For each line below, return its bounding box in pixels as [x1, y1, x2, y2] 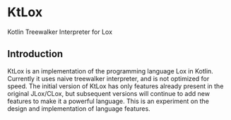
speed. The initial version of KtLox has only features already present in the [7, 82, 224, 90]
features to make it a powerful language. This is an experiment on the [7, 97, 210, 105]
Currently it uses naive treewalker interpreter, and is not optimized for [7, 74, 210, 83]
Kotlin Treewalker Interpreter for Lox [7, 28, 113, 36]
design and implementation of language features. [7, 104, 150, 113]
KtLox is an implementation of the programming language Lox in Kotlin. [7, 66, 213, 75]
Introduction [7, 48, 64, 60]
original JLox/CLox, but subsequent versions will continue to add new [7, 89, 211, 97]
